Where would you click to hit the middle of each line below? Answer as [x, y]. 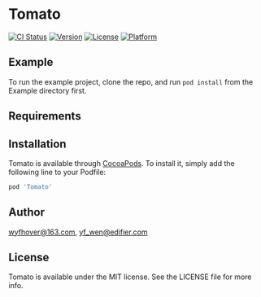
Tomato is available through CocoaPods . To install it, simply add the [122, 163]
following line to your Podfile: [57, 172]
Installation [37, 144]
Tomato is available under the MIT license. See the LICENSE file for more [130, 277]
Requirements [45, 116]
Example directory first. [48, 90]
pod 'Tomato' [30, 187]
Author [26, 212]
